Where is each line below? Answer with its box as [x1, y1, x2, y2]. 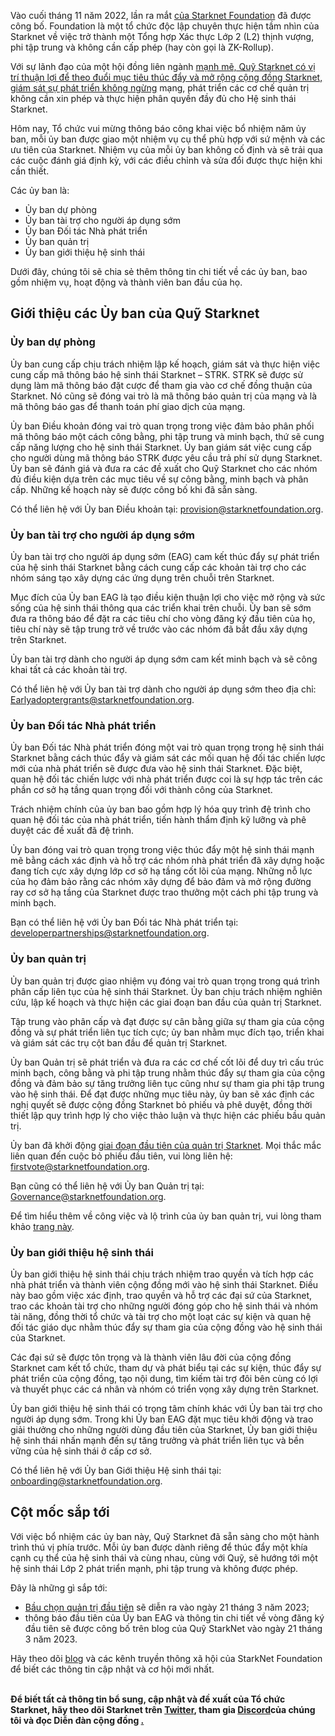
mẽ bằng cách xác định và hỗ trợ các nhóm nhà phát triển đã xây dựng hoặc [10, 855, 326, 867]
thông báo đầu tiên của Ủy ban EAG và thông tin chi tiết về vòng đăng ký [24, 1611, 325, 1624]
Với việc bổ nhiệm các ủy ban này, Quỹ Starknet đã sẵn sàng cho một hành [10, 1530, 320, 1542]
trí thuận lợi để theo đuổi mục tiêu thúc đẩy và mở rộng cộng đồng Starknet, [10, 71, 323, 83]
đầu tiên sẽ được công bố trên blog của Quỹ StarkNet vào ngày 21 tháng [24, 1622, 323, 1634]
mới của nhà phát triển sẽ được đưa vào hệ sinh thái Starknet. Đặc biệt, [10, 763, 303, 775]
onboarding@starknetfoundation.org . [10, 1475, 163, 1487]
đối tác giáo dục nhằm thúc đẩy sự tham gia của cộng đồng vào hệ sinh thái [10, 1321, 323, 1333]
